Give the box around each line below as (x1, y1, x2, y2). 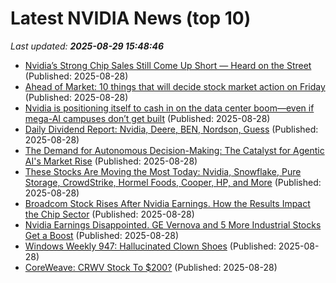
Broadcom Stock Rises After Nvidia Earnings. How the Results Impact (24, 197, 311, 209)
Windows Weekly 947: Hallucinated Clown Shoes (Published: (24, 240, 277, 252)
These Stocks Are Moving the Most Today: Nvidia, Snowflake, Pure (24, 165, 302, 177)
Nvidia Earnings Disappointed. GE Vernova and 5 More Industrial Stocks (24, 218, 322, 231)
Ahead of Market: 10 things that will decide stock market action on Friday (24, 80, 326, 92)
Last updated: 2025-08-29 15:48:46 (10, 40, 165, 52)
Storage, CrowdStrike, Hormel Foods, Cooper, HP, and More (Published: (24, 176, 322, 188)
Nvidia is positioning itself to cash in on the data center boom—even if (24, 102, 315, 114)
